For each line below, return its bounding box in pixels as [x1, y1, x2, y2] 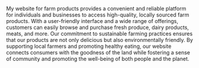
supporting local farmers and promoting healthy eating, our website [6, 43, 172, 50]
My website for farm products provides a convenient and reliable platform [6, 5, 187, 12]
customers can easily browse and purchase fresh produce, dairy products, [6, 24, 189, 31]
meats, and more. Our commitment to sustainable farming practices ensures [6, 30, 193, 37]
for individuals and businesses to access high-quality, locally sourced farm [6, 11, 189, 18]
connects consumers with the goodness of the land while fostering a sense [6, 49, 190, 56]
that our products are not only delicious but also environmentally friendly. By [6, 37, 193, 43]
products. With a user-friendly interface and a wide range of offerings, [6, 18, 178, 24]
